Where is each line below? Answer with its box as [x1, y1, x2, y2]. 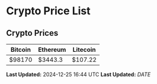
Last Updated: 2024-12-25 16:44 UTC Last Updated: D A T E [6, 71, 151, 78]
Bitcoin [10, 46, 31, 54]
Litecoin [72, 46, 96, 54]
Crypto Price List [6, 4, 91, 18]
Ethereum [38, 46, 66, 54]
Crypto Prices [6, 28, 59, 38]
